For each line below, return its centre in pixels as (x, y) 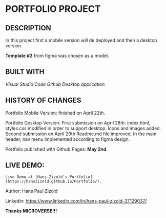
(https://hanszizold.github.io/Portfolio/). (54, 181)
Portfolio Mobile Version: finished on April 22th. (55, 113)
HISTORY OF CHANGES (43, 101)
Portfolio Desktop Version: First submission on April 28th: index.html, (78, 123)
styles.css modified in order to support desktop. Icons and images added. (83, 128)
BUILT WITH (25, 72)
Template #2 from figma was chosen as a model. (57, 56)
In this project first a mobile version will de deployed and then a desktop (81, 40)
